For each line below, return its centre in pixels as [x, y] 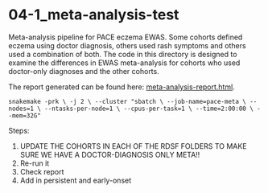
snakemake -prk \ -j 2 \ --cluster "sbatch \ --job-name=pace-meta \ [128, 101]
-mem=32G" [25, 115]
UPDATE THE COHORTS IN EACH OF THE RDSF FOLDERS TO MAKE [133, 146]
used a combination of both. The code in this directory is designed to [123, 54]
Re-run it [35, 163]
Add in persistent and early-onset [76, 180]
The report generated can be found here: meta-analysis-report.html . [122, 87]
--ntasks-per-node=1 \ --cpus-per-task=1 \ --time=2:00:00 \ [148, 109]
